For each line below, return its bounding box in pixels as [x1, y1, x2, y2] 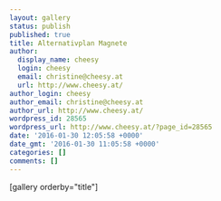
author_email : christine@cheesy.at [9, 97, 144, 107]
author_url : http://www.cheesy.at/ [9, 106, 144, 115]
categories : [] [9, 148, 67, 157]
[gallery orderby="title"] [9, 181, 99, 192]
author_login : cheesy [9, 89, 91, 98]
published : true [9, 30, 71, 39]
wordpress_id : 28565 [9, 114, 88, 123]
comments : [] [9, 156, 59, 166]
